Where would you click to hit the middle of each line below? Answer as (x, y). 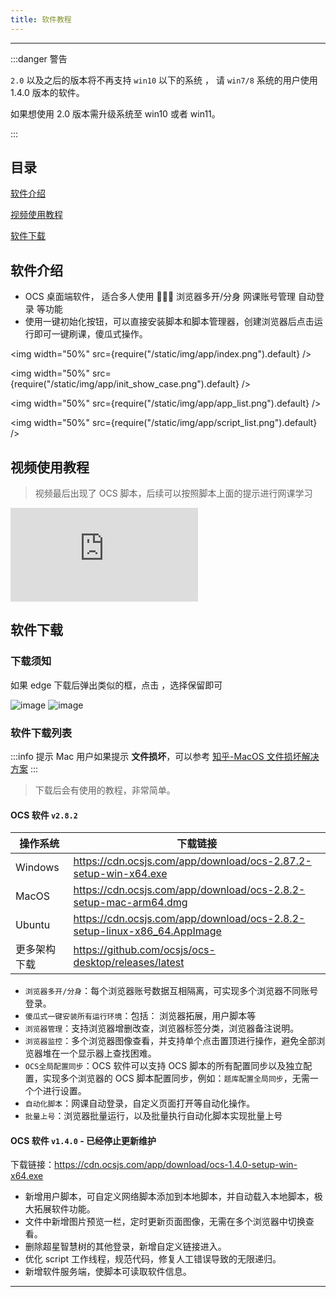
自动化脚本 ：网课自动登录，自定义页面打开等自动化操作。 (140, 1103)
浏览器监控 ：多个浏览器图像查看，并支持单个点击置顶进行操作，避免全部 (170, 1041)
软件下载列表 (41, 733)
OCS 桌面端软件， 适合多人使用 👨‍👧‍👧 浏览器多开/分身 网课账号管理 (160, 297)
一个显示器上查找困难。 (108, 1053)
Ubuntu (33, 925)
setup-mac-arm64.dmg (130, 903)
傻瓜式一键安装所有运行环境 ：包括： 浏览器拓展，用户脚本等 (140, 1016)
